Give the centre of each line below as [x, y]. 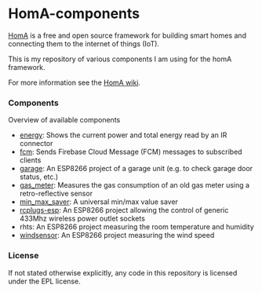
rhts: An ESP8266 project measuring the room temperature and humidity [137, 227]
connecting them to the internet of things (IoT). [84, 43]
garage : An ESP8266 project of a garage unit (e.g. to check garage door [136, 169]
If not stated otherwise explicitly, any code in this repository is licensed [123, 272]
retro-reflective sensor [56, 194]
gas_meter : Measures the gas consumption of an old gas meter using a [134, 185]
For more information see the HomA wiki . [75, 82]
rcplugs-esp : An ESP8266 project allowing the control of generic [124, 210]
